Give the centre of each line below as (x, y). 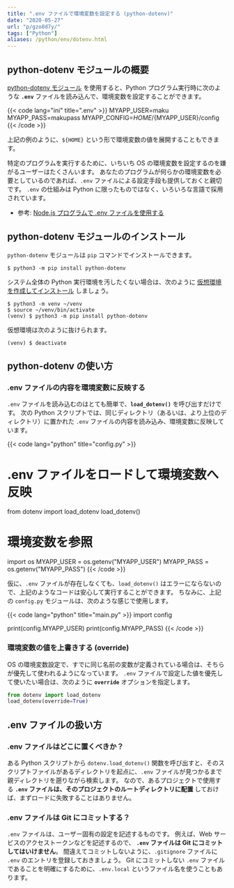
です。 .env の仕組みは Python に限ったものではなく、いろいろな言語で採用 (115, 189)
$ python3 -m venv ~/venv (45, 304)
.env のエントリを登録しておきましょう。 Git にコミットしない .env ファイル (116, 860)
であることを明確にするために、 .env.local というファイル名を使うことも (112, 869)
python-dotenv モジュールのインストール (96, 237)
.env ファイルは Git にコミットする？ (69, 818)
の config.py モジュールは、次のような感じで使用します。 (89, 601)
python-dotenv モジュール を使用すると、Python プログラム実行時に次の (111, 87)
